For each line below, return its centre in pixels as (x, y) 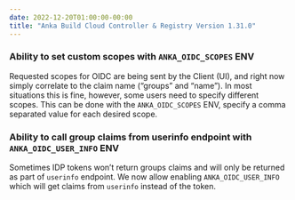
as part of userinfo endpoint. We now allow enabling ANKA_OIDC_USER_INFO (144, 177)
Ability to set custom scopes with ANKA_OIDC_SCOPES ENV (132, 57)
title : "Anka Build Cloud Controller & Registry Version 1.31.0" (132, 26)
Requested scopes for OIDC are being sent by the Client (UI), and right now (147, 76)
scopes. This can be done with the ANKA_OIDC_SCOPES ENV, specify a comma (147, 104)
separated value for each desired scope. (84, 114)
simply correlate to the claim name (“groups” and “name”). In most (131, 85)
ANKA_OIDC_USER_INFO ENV (64, 148)
